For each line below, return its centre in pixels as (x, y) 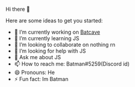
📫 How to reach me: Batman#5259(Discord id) (72, 64)
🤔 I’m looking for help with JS (50, 51)
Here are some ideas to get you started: (54, 20)
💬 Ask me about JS (37, 57)
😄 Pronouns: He (34, 72)
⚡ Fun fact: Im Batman (41, 79)
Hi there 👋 (18, 9)
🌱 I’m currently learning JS (47, 38)
